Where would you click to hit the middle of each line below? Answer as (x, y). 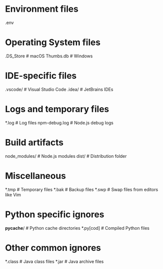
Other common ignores (53, 248)
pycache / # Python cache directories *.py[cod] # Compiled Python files (77, 228)
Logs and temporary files (57, 109)
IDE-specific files (41, 76)
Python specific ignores (55, 214)
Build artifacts (34, 142)
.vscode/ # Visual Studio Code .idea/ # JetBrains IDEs (59, 89)
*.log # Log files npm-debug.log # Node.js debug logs (59, 122)
